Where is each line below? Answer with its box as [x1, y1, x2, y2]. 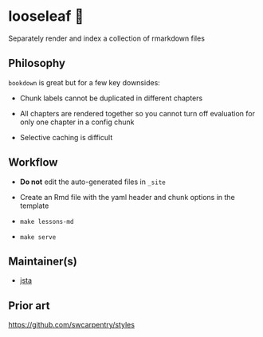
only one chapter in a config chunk [19, 117, 135, 127]
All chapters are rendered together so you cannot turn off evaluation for [19, 108, 255, 118]
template [19, 201, 49, 210]
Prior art [8, 299, 50, 312]
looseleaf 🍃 [8, 7, 84, 25]
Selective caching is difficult [19, 132, 113, 142]
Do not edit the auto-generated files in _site [19, 177, 166, 186]
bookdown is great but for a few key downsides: [8, 77, 161, 87]
